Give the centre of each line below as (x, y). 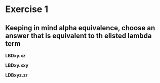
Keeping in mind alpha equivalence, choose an (80, 28)
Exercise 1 (27, 9)
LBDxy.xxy (17, 65)
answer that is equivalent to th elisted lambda (78, 35)
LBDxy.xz (16, 56)
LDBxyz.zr (16, 75)
